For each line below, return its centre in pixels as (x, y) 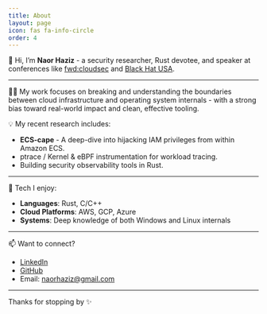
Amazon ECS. (42, 149)
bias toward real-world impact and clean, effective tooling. (104, 109)
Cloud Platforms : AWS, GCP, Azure (78, 212)
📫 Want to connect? (42, 244)
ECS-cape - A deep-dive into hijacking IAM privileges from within (127, 140)
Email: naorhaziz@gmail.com (67, 279)
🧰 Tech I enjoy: (33, 188)
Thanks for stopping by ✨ (50, 302)
